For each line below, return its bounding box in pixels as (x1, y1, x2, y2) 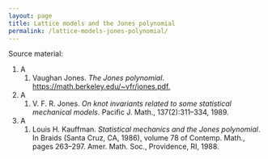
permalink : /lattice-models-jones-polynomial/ (8, 27, 168, 35)
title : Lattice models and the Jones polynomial (8, 19, 176, 27)
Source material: (8, 49, 63, 59)
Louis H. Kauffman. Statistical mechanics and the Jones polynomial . (32, 124, 261, 134)
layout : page (8, 11, 53, 20)
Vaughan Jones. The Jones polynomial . (32, 73, 164, 83)
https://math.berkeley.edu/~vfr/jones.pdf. (32, 82, 171, 91)
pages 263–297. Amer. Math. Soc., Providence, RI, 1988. (32, 142, 220, 152)
